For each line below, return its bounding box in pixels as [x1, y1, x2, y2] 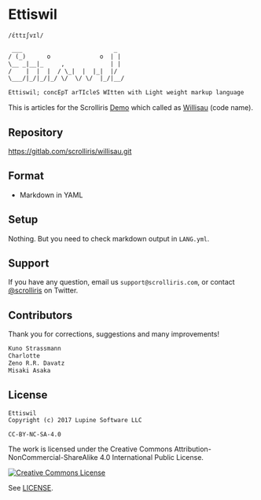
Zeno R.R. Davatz [8, 359, 65, 367]
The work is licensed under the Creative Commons [8, 444, 173, 454]
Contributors [8, 308, 73, 322]
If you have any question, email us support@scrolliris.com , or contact [8, 278, 235, 287]
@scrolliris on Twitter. [8, 285, 79, 296]
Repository [8, 126, 64, 139]
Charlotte [8, 352, 41, 360]
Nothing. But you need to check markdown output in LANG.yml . [8, 233, 210, 243]
